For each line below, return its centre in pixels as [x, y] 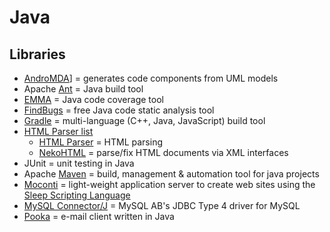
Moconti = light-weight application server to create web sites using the [169, 184]
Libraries [37, 54]
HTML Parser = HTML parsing [100, 142]
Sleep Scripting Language [77, 195]
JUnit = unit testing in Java [79, 163]
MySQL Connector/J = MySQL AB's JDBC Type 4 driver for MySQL [162, 205]
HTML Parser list [58, 131]
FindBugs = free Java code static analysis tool [119, 110]
